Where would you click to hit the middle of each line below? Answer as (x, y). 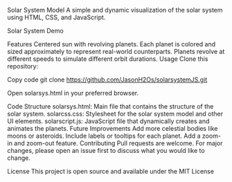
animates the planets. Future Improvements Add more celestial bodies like (113, 128)
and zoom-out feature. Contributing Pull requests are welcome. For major (118, 143)
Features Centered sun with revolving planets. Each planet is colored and (111, 44)
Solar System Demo (35, 31)
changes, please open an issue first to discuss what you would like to (106, 151)
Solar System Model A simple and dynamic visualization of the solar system (115, 10)
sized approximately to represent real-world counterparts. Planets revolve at (116, 52)
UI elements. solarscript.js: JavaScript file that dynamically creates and (108, 121)
